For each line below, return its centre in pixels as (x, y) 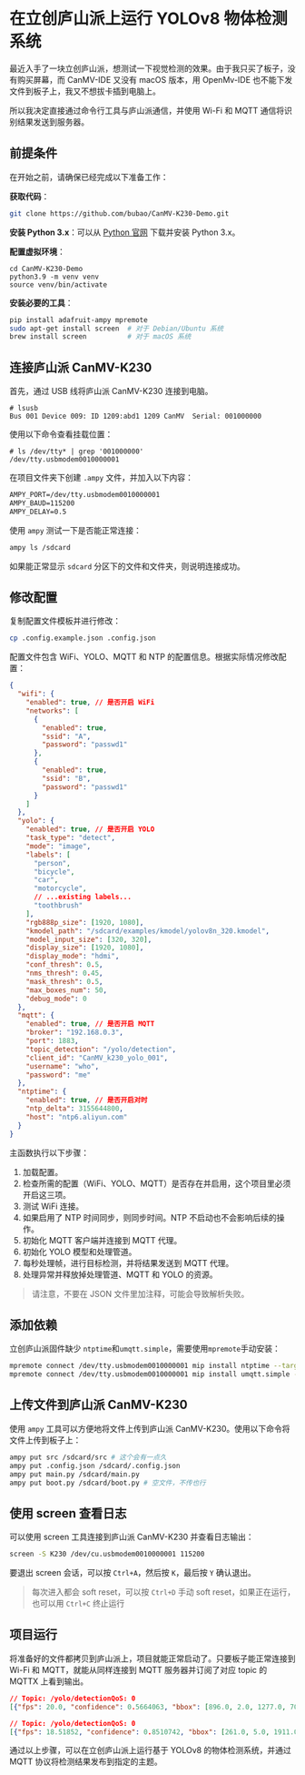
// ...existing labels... (82, 898)
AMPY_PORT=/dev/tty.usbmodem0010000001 (85, 495)
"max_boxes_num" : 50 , (66, 990)
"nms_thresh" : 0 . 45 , (64, 973)
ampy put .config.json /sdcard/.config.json (95, 1466)
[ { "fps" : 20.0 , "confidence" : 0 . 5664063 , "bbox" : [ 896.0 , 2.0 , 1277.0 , (148, 1707)
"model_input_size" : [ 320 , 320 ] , (89, 939)
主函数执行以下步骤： (49, 1152)
